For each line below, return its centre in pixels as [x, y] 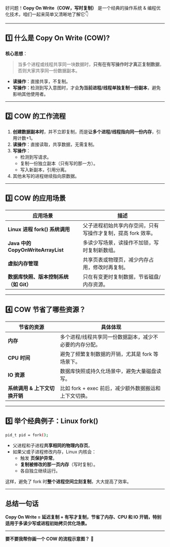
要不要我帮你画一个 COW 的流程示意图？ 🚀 [50, 538]
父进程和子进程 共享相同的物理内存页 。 [52, 445]
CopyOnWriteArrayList [36, 250]
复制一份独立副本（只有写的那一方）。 [59, 163]
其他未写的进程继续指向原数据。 [46, 176]
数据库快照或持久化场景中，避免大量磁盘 [108, 371]
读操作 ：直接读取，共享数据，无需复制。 [55, 144]
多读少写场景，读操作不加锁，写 [121, 243]
